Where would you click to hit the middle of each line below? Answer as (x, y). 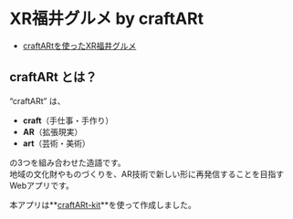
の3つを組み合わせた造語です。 (68, 162)
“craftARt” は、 (37, 100)
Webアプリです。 (42, 185)
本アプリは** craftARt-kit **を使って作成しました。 (103, 204)
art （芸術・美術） (57, 143)
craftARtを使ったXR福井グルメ (79, 46)
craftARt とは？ (53, 77)
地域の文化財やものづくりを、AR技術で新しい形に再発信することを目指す (147, 173)
